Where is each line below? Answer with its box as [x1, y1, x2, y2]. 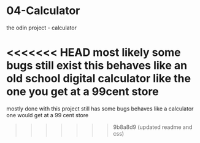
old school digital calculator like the [6, 72, 191, 86]
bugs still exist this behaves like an [6, 59, 188, 72]
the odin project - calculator [6, 24, 77, 31]
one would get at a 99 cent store [6, 111, 89, 118]
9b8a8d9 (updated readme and [113, 123, 193, 131]
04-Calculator [6, 4, 80, 18]
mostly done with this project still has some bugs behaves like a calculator [6, 105, 194, 112]
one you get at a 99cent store [6, 85, 159, 99]
